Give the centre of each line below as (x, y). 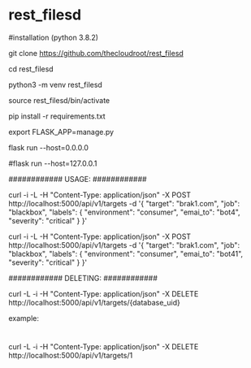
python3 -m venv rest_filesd (56, 84)
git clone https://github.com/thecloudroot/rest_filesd (96, 53)
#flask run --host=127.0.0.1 (53, 163)
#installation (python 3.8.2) (54, 37)
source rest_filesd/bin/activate (59, 100)
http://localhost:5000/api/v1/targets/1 (71, 356)
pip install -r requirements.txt (57, 116)
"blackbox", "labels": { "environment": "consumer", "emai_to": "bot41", (126, 253)
